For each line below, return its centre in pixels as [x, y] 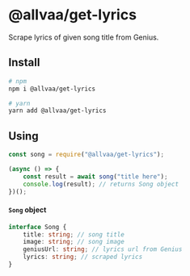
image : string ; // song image [74, 242]
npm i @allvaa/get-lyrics [52, 89]
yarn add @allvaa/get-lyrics [57, 111]
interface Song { [38, 227]
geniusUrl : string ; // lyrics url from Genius [103, 249]
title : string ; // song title [74, 234]
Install [24, 63]
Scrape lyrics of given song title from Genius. [84, 37]
